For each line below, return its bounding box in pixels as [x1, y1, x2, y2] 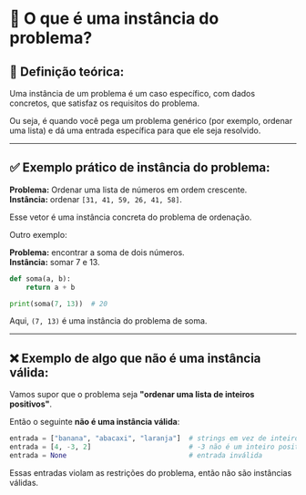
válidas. [9, 477, 39, 488]
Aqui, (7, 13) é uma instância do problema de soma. [9, 315, 208, 326]
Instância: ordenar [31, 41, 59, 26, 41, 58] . [9, 193, 182, 204]
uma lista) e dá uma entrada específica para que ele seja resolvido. [9, 125, 261, 136]
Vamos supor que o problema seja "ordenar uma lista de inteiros [9, 389, 255, 400]
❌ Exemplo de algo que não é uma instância [9, 350, 261, 366]
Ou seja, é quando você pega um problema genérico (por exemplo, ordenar [9, 116, 293, 126]
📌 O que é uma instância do [9, 8, 219, 29]
